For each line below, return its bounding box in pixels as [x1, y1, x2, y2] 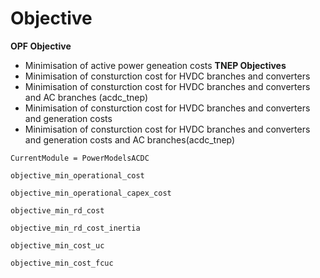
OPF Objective [10, 40, 72, 52]
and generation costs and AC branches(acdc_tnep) [24, 133, 236, 146]
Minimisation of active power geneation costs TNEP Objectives [24, 59, 287, 71]
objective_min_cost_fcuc [10, 258, 114, 268]
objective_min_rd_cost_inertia [10, 223, 141, 233]
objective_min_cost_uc [10, 240, 105, 251]
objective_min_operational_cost [10, 170, 145, 181]
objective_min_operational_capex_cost [10, 188, 172, 198]
